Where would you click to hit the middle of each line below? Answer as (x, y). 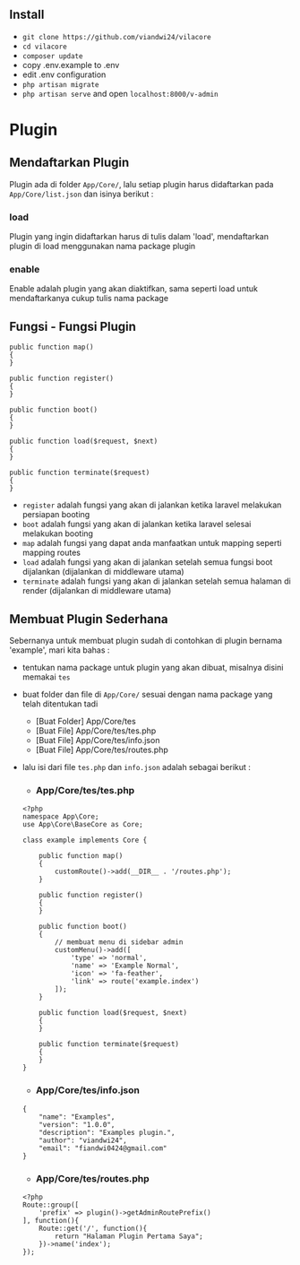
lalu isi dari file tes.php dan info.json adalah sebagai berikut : (136, 767)
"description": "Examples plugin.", (107, 1132)
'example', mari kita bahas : (60, 650)
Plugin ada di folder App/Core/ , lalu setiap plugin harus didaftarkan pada (141, 184)
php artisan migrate (60, 84)
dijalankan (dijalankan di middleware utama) (103, 572)
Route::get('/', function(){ (93, 1228)
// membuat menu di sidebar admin (119, 942)
